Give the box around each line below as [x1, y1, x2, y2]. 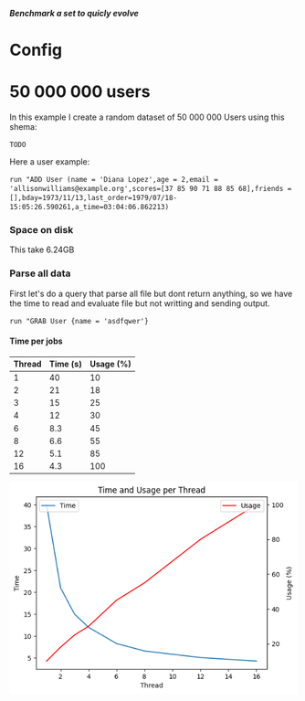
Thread [13, 358, 42, 369]
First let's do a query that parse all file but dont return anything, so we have [9, 288, 293, 299]
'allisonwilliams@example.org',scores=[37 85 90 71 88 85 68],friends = [9, 185, 292, 194]
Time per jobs [9, 335, 63, 346]
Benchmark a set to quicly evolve [9, 8, 140, 18]
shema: [9, 122, 37, 133]
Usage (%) [89, 358, 131, 369]
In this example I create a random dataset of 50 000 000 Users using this [9, 112, 285, 122]
